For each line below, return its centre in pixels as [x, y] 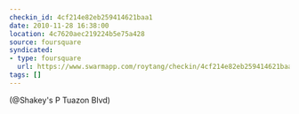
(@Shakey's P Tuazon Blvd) [60, 100]
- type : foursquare [45, 58]
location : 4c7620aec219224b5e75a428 [77, 34]
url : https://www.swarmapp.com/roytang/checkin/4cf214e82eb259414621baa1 [157, 67]
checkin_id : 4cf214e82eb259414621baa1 [81, 17]
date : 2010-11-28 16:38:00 [59, 26]
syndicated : [31, 50]
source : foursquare [45, 42]
